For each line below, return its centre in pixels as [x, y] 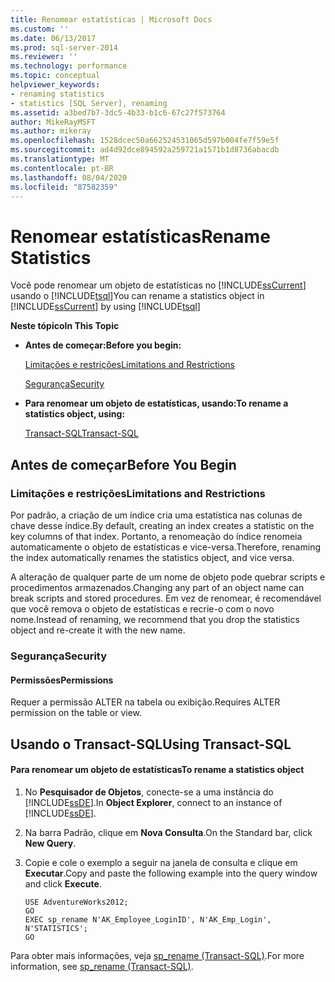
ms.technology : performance [69, 66]
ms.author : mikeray [51, 131]
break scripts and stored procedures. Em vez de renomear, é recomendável [166, 598]
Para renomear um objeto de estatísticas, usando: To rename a [156, 403]
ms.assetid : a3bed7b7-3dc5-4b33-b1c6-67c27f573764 [118, 112]
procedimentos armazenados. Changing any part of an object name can [157, 587]
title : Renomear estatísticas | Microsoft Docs [111, 19]
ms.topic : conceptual [55, 76]
